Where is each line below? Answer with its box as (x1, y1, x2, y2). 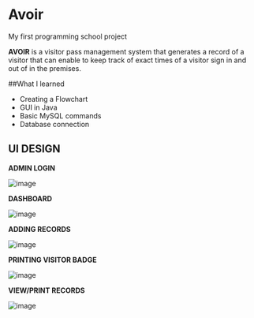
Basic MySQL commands (19, 110, 102, 120)
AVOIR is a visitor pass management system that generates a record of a (8, 47, 245, 56)
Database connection (19, 119, 90, 129)
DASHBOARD (8, 193, 53, 203)
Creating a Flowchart (19, 94, 88, 103)
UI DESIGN (8, 142, 61, 155)
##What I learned (8, 79, 65, 88)
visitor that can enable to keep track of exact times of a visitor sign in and (8, 55, 247, 65)
